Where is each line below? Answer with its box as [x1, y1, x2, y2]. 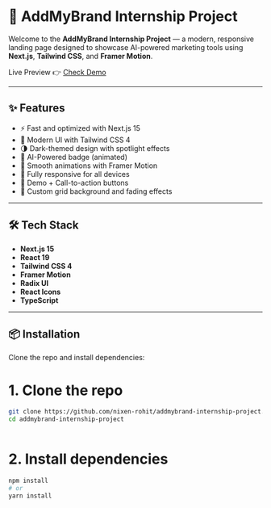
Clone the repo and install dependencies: [8, 353, 145, 363]
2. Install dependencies [8, 450, 169, 468]
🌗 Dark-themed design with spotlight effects [19, 143, 170, 153]
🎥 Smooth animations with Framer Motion [19, 161, 158, 170]
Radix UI [19, 278, 49, 288]
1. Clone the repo [8, 381, 123, 399]
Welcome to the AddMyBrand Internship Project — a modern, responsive [8, 34, 255, 44]
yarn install [8, 492, 52, 500]
